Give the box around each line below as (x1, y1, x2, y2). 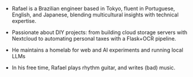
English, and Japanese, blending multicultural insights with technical (11, 11, 179, 18)
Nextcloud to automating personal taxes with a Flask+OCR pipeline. (11, 35, 176, 42)
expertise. (11, 18, 37, 24)
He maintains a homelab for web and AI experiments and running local (11, 46, 184, 53)
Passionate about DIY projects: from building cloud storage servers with (11, 29, 188, 36)
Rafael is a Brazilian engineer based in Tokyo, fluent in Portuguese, (11, 5, 175, 12)
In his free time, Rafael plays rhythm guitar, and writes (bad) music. (11, 64, 176, 71)
